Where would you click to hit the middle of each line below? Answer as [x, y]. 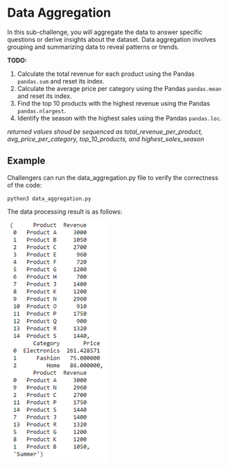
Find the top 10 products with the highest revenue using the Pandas [113, 103]
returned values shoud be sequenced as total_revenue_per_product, [105, 131]
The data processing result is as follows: [65, 211]
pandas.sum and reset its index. [61, 81]
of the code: [25, 185]
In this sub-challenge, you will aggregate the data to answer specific [105, 32]
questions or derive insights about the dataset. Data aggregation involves [112, 39]
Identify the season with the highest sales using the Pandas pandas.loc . [119, 118]
